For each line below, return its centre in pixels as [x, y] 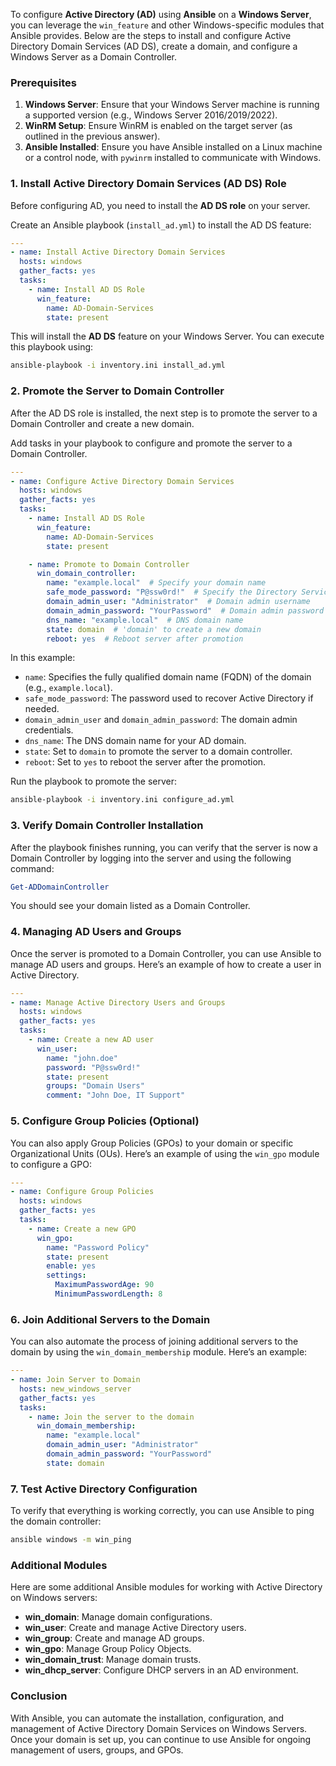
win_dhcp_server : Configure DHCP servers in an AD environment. [161, 1670]
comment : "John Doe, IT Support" [116, 1095]
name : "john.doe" [82, 1058]
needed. [42, 709]
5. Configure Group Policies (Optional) [105, 1121]
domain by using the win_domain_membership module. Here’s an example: [159, 1352]
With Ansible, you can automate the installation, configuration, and [147, 1718]
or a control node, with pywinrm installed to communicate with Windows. [173, 158]
